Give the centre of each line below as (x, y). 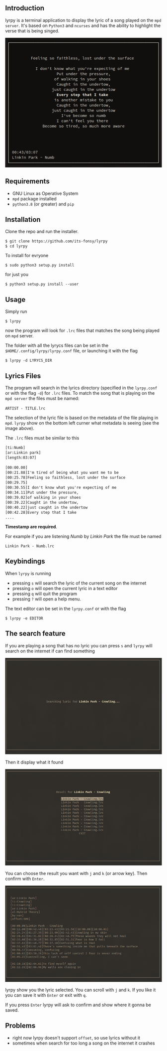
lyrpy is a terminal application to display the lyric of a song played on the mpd (83, 20)
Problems (20, 1026)
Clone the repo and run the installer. (42, 232)
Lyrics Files (23, 376)
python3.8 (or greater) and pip (43, 204)
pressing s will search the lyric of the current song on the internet (79, 583)
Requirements (27, 181)
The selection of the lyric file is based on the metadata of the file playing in (82, 418)
